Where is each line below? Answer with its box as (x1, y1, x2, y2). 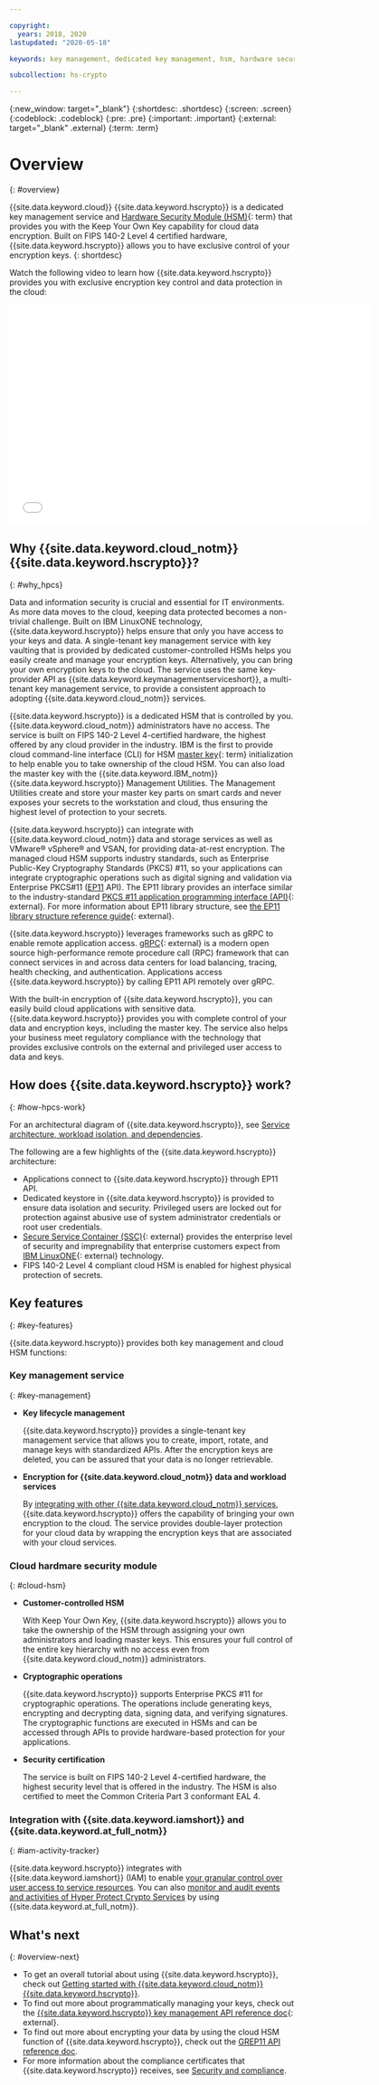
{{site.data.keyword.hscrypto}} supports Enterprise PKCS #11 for (22, 1689, 264, 1700)
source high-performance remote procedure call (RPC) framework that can (9, 947, 289, 958)
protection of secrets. (22, 1269, 104, 1280)
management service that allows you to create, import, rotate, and (22, 1435, 269, 1445)
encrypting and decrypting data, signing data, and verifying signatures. (22, 1708, 289, 1719)
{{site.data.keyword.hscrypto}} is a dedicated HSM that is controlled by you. (9, 710, 294, 721)
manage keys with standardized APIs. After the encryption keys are (22, 1444, 273, 1455)
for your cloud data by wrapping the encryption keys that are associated (22, 1527, 292, 1538)
